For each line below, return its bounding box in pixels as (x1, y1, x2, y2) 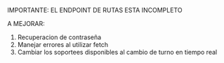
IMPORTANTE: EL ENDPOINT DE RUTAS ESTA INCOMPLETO (7, 6, 183, 14)
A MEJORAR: (7, 20, 46, 27)
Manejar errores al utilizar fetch (17, 41, 109, 48)
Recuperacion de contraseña (17, 33, 102, 41)
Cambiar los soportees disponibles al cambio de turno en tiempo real (17, 48, 218, 56)
